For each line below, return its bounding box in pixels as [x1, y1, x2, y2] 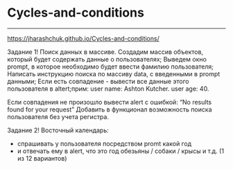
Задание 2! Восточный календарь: [7, 126, 109, 134]
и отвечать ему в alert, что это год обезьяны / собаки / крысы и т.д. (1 [17, 147, 224, 155]
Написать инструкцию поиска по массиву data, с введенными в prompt [7, 69, 221, 78]
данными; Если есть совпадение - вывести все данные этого [7, 77, 189, 85]
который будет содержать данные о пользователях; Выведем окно [7, 55, 207, 63]
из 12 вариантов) [17, 154, 67, 162]
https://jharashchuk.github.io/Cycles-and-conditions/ [7, 34, 159, 42]
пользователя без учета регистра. [7, 112, 110, 121]
